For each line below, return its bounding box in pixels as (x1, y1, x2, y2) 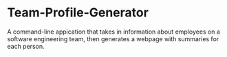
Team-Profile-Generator (7, 5, 149, 21)
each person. (7, 42, 45, 50)
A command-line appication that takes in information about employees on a (7, 27, 220, 36)
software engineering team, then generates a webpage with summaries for (7, 34, 219, 43)
